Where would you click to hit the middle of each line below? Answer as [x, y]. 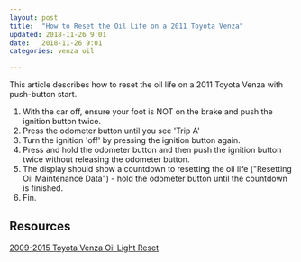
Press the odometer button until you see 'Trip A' [111, 131]
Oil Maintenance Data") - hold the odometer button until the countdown [155, 179]
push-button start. [43, 95]
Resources [40, 226]
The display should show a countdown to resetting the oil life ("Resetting [157, 169]
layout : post [34, 18]
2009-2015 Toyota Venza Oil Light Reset [84, 248]
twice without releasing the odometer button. [106, 159]
